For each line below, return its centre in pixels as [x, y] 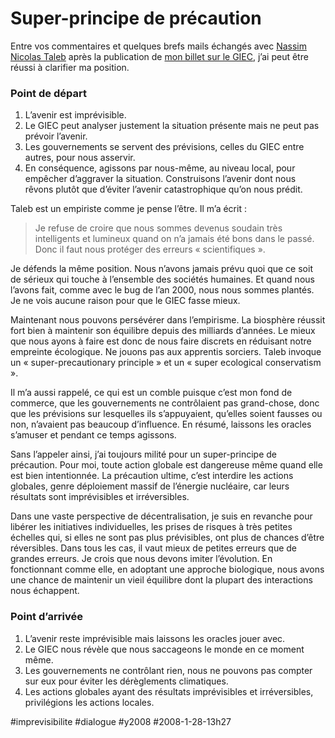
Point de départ [48, 93]
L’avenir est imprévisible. [75, 115]
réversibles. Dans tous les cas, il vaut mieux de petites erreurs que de [154, 548]
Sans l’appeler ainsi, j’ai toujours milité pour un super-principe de [144, 454]
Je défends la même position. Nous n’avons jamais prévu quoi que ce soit [161, 269]
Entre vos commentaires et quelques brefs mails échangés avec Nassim [158, 46]
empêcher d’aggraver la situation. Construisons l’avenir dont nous [160, 179]
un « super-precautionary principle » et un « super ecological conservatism [166, 363]
